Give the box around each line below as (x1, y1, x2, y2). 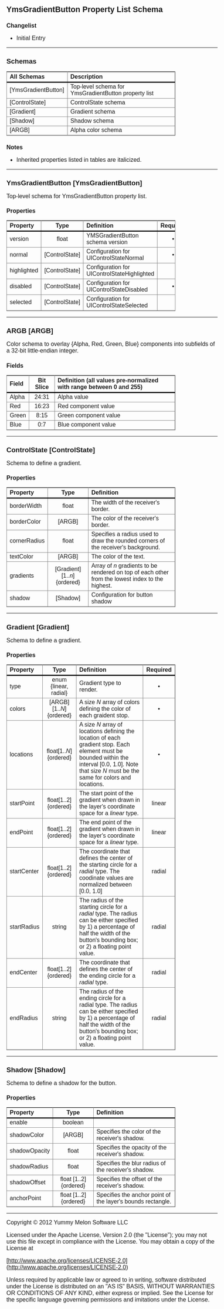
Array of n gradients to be (91, 562, 158, 569)
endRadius (9, 1014, 38, 1021)
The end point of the (79, 818, 132, 826)
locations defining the (79, 727, 135, 735)
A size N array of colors (79, 698, 140, 705)
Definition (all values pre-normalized (57, 377, 159, 384)
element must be (79, 747, 123, 754)
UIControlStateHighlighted (86, 271, 155, 278)
